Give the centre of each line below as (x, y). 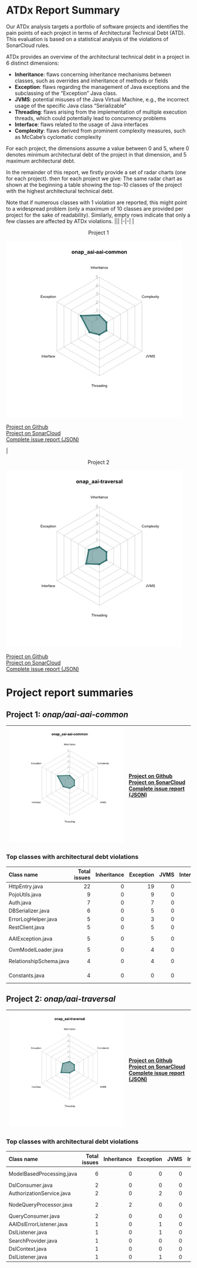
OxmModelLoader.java (36, 950)
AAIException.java (30, 938)
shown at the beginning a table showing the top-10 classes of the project (94, 185)
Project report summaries (70, 693)
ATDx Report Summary (63, 10)
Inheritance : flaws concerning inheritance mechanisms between (93, 74)
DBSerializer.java (29, 911)
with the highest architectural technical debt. (60, 191)
